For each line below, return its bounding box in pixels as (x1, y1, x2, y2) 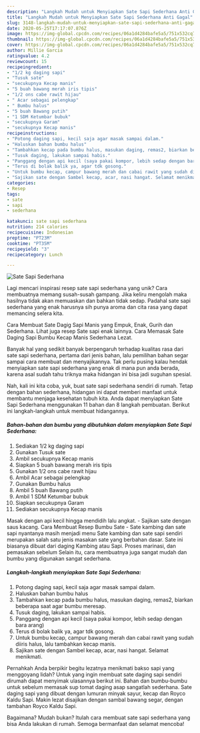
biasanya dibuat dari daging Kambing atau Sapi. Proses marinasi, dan (7, 542, 176, 550)
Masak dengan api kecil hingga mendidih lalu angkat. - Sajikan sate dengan (7, 517, 191, 524)
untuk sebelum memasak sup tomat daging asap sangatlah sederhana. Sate (7, 684, 192, 691)
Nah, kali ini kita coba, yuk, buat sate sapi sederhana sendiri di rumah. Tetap (7, 382, 193, 389)
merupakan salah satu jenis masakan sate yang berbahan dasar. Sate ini (7, 536, 183, 543)
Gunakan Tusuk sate (15, 449, 66, 456)
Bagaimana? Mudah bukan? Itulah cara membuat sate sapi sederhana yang (7, 714, 191, 721)
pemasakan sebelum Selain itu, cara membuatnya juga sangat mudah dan (7, 549, 188, 556)
